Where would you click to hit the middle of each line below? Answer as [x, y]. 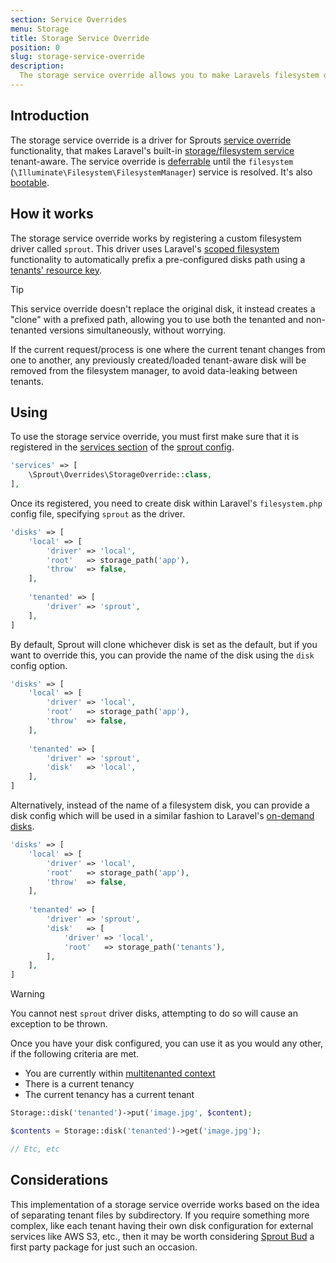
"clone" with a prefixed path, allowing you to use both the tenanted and [157, 319]
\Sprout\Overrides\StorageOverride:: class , [120, 475]
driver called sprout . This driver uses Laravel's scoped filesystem [145, 248]
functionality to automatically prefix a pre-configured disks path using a [158, 259]
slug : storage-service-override [77, 57]
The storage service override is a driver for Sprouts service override [151, 140]
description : [37, 66]
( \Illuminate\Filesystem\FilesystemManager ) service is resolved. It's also [161, 172]
